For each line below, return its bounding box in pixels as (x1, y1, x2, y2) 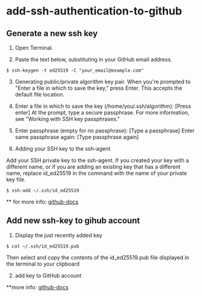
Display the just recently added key (14, 231, 102, 239)
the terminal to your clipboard (6, 260, 80, 267)
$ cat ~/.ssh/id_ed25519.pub (6, 243, 79, 249)
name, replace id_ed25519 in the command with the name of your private (6, 170, 188, 177)
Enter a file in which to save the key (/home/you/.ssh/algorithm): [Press (14, 102, 191, 110)
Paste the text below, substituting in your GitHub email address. (14, 56, 173, 63)
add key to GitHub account (14, 272, 82, 279)
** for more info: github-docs (6, 198, 79, 205)
